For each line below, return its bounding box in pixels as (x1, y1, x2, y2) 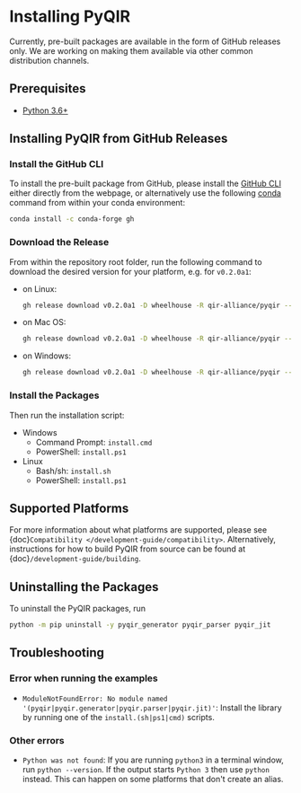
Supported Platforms (9, 500, 129, 515)
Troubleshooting (9, 645, 105, 661)
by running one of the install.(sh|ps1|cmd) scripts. (22, 711, 216, 722)
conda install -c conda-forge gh (9, 215, 135, 224)
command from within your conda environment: (9, 198, 186, 208)
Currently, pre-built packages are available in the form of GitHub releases (9, 36, 281, 47)
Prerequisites (9, 81, 86, 96)
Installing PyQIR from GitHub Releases (9, 131, 228, 146)
